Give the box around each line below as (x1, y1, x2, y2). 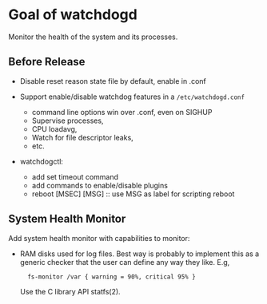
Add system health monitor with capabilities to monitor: (8, 233, 190, 243)
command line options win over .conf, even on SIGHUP (31, 107, 213, 116)
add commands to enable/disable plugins (31, 180, 168, 190)
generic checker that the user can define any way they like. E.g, (19, 257, 230, 266)
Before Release (8, 55, 86, 69)
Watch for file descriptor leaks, (31, 132, 133, 142)
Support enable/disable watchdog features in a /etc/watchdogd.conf (19, 92, 245, 101)
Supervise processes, (31, 116, 104, 125)
